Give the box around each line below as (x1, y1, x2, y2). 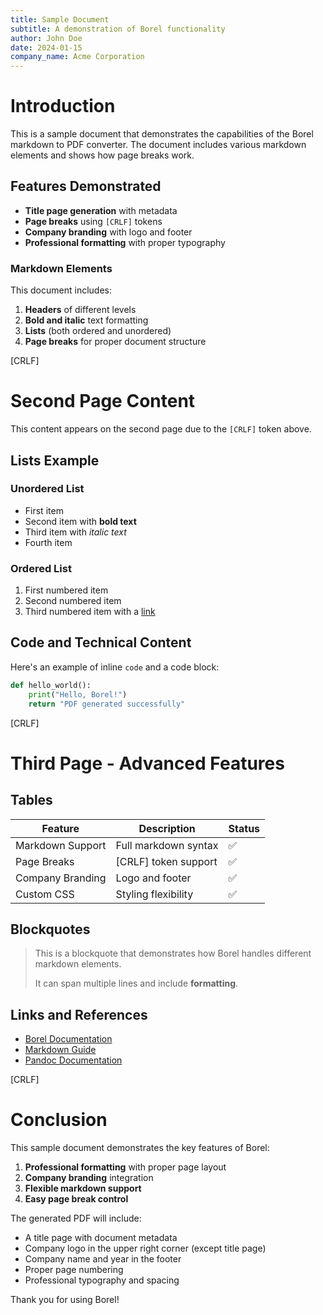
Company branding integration (24, 1172, 154, 1184)
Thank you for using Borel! (10, 1294, 120, 1306)
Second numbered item (24, 595, 122, 607)
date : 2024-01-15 (10, 42, 83, 53)
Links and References (10, 1006, 148, 1023)
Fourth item (24, 536, 73, 548)
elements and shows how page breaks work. (10, 149, 195, 161)
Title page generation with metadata (24, 204, 178, 216)
